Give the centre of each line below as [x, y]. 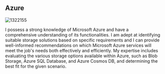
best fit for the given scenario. [36, 66]
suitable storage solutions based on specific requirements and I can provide [82, 40]
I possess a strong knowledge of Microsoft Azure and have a [67, 30]
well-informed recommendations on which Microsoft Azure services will [78, 45]
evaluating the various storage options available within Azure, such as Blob [81, 56]
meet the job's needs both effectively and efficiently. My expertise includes [82, 50]
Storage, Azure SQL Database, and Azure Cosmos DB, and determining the [82, 61]
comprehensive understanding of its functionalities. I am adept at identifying [83, 35]
